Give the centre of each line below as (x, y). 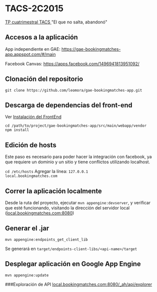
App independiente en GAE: (33, 49)
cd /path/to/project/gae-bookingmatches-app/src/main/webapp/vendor (76, 126)
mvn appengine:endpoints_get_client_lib (47, 239)
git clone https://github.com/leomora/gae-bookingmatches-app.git (74, 90)
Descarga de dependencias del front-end (69, 105)
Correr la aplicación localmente (53, 191)
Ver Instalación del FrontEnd (33, 117)
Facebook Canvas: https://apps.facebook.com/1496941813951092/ (72, 63)
